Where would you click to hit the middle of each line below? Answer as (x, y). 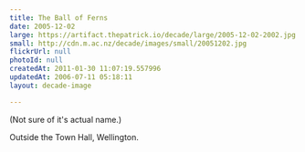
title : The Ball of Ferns (58, 18)
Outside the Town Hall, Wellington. (74, 137)
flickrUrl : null (40, 52)
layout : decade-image (51, 86)
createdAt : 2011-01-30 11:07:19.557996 (85, 69)
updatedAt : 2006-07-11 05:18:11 (71, 77)
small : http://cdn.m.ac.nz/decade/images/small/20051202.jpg (128, 43)
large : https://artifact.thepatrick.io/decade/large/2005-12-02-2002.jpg (153, 35)
